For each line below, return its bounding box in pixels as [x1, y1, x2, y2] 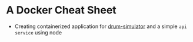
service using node [14, 29, 62, 36]
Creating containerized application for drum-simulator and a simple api [14, 23, 187, 30]
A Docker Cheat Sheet [6, 3, 117, 17]
